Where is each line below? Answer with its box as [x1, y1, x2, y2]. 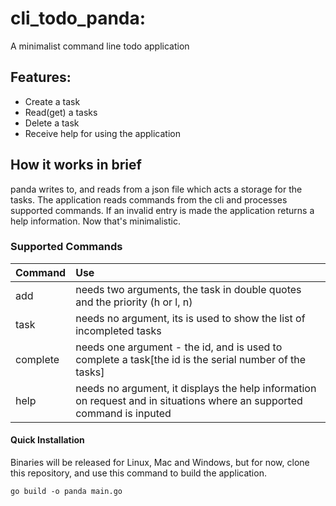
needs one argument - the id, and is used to [75, 340, 283, 354]
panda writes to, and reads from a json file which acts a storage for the [10, 183, 303, 195]
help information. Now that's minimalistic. [10, 215, 181, 227]
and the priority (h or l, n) [75, 295, 193, 309]
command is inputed [75, 406, 172, 420]
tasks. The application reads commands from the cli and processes [10, 193, 288, 206]
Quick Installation [10, 434, 85, 446]
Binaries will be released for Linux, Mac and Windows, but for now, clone [10, 457, 310, 469]
